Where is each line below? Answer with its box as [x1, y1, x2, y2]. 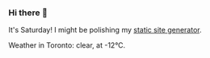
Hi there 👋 [8, 7, 48, 18]
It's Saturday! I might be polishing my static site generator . [8, 25, 202, 35]
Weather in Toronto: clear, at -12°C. [8, 41, 126, 50]
